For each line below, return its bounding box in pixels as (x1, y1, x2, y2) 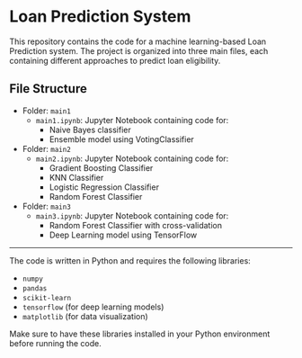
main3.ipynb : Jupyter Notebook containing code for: (35, 210, 229, 221)
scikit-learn (22, 293, 72, 302)
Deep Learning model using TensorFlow (49, 229, 198, 240)
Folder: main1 (22, 105, 72, 116)
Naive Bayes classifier (49, 124, 132, 135)
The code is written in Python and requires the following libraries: (9, 255, 252, 266)
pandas (22, 283, 48, 293)
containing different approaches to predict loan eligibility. (9, 55, 221, 66)
